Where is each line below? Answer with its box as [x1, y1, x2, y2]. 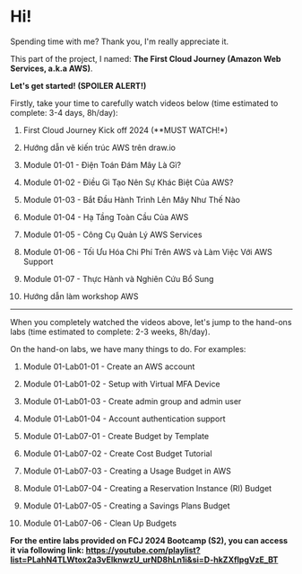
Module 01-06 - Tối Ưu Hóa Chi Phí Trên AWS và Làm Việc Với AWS [22, 246, 272, 257]
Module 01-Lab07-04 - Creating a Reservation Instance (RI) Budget [22, 482, 272, 493]
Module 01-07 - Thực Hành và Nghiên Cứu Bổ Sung [22, 273, 214, 284]
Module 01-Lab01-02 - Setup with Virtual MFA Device [22, 378, 220, 389]
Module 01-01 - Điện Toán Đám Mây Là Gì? [22, 159, 182, 170]
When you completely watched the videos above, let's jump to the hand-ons [10, 316, 292, 327]
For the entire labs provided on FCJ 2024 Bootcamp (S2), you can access [10, 534, 289, 545]
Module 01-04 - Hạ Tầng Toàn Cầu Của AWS [22, 211, 189, 222]
